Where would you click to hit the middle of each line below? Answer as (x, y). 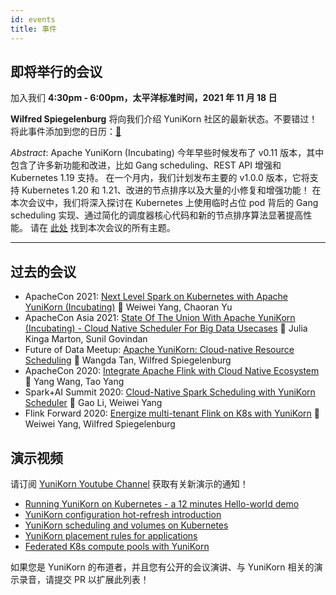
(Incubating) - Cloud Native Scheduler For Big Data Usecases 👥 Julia (166, 328)
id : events (33, 19)
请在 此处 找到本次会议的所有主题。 (102, 228)
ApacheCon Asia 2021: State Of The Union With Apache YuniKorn (160, 318)
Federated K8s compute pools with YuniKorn (117, 546)
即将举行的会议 (56, 71)
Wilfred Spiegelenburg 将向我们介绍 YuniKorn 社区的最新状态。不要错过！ (164, 119)
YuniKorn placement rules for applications (111, 535)
